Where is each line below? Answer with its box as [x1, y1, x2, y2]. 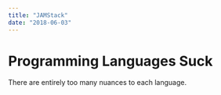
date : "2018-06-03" [8, 19, 72, 26]
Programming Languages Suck [8, 52, 213, 70]
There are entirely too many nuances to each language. [8, 78, 187, 87]
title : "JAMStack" [8, 11, 68, 19]
